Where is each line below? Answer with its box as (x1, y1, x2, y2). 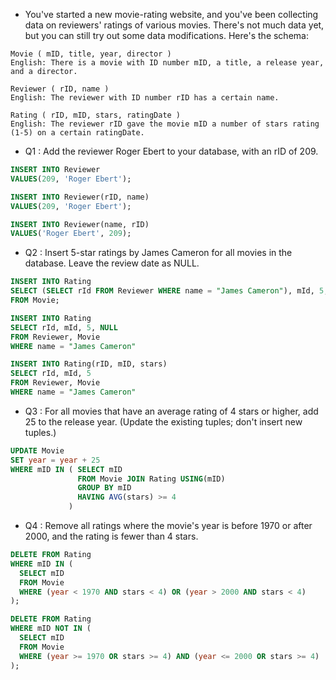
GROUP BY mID (77, 483, 132, 493)
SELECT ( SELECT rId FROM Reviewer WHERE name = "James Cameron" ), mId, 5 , (10, 286, 329, 296)
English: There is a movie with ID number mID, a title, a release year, (10, 58, 325, 68)
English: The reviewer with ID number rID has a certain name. (10, 93, 280, 103)
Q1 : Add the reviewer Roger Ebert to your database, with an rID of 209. (24, 145, 319, 157)
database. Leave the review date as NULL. (24, 257, 200, 269)
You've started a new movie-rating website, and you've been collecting (24, 9, 319, 20)
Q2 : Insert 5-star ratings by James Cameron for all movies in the (24, 247, 293, 259)
